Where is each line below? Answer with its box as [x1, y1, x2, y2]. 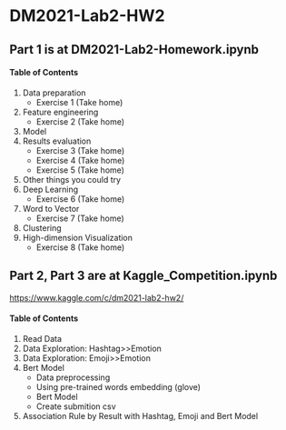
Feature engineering [22, 106, 99, 117]
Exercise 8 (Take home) [35, 242, 125, 253]
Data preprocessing [35, 372, 111, 383]
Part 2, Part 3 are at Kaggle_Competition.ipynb [9, 268, 278, 284]
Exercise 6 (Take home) [35, 193, 125, 205]
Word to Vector [22, 203, 80, 214]
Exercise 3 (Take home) [35, 145, 125, 155]
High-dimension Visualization [22, 232, 133, 243]
